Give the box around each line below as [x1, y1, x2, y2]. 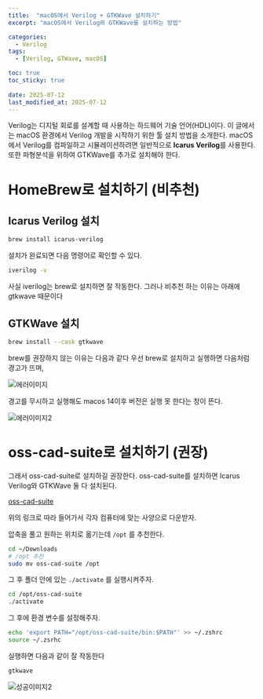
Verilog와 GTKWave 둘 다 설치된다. [8, 481, 118, 490]
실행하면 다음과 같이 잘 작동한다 [8, 651, 105, 661]
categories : [8, 33, 47, 41]
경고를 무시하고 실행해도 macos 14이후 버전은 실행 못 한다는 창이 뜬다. [8, 396, 223, 405]
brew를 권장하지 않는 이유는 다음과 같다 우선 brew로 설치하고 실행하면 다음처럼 [8, 353, 250, 362]
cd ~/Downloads [8, 545, 58, 553]
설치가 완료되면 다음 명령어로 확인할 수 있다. [8, 251, 143, 260]
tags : [8, 48, 26, 56]
